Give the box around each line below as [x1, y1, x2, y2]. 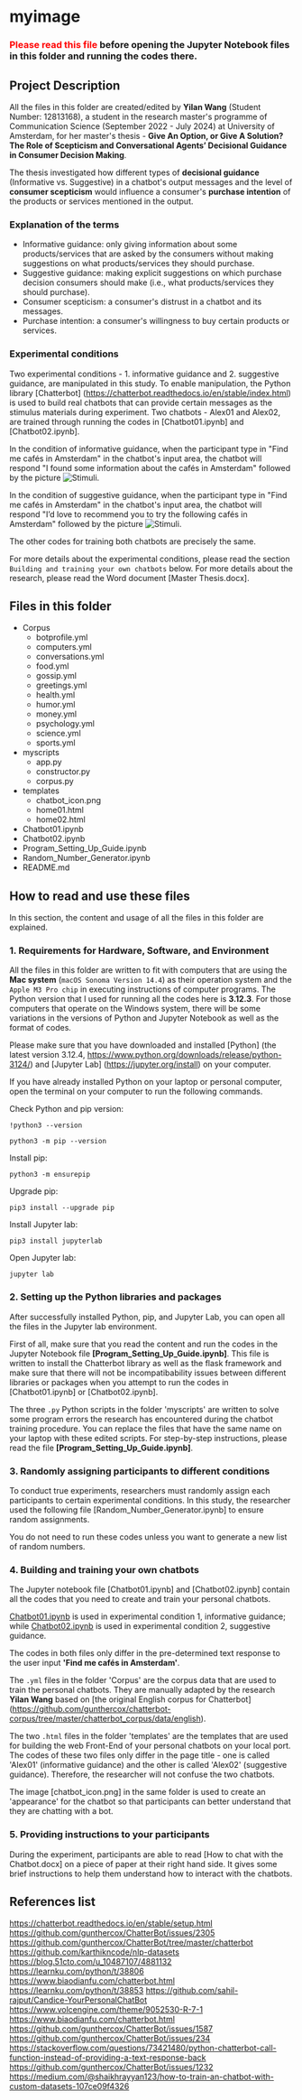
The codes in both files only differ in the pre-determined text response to [9, 1648, 281, 1659]
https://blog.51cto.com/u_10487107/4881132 [9, 1957, 172, 1967]
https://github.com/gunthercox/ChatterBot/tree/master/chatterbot [9, 1938, 254, 1948]
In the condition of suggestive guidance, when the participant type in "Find [9, 489, 288, 500]
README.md [22, 862, 70, 873]
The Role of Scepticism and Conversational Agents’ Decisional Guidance [9, 140, 288, 151]
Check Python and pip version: [9, 1104, 124, 1115]
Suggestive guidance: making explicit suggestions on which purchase [22, 268, 282, 279]
